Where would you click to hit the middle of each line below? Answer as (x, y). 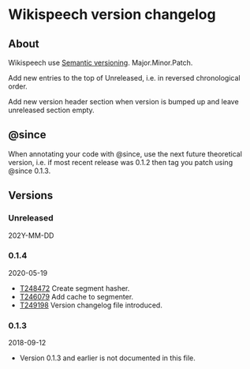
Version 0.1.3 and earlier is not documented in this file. (107, 358)
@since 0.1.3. (30, 171)
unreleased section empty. (51, 110)
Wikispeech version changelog (112, 15)
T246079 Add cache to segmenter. (76, 296)
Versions (31, 196)
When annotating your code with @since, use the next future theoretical (125, 154)
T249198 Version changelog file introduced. (91, 305)
